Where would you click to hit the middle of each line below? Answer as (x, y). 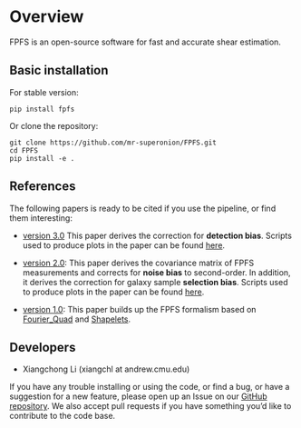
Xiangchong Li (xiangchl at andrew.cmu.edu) (106, 369)
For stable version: (44, 92)
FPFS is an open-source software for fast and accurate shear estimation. (145, 42)
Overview (47, 17)
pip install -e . (42, 158)
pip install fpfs (42, 109)
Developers (43, 347)
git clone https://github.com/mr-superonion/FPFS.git (113, 143)
